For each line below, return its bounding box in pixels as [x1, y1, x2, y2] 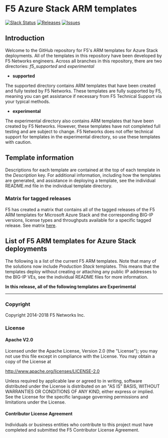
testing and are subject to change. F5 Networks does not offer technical [5, 128, 153, 134]
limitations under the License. [5, 399, 66, 405]
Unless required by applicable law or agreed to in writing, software [5, 378, 142, 384]
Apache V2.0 [5, 337, 33, 343]
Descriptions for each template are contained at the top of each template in [5, 167, 160, 173]
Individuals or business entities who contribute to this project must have [5, 422, 153, 428]
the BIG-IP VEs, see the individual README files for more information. [5, 274, 148, 280]
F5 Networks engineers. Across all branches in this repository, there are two [5, 58, 162, 64]
